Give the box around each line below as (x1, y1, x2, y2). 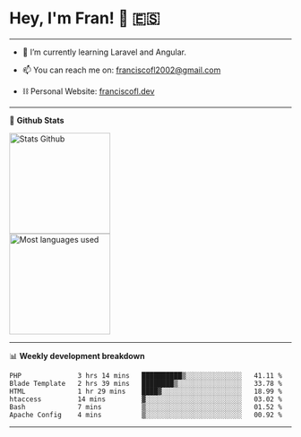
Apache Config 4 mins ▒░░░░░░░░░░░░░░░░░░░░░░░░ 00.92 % (9, 410, 282, 419)
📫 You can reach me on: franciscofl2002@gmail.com (21, 64, 221, 75)
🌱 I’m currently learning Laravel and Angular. (21, 47, 186, 57)
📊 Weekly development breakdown (9, 350, 145, 361)
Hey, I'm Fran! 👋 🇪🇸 (9, 8, 160, 29)
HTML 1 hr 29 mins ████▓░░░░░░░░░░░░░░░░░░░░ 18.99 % (9, 387, 282, 396)
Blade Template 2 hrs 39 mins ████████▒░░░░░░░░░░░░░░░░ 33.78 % (9, 379, 282, 388)
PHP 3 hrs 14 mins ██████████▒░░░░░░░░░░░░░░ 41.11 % (9, 371, 282, 380)
